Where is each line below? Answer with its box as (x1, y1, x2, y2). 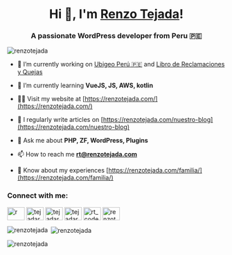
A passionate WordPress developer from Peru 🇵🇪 (30, 31, 202, 41)
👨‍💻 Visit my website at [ (17, 95, 85, 103)
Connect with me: (7, 191, 69, 200)
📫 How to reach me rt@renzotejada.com (17, 150, 137, 159)
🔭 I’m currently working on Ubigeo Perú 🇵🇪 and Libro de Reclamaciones (17, 60, 225, 69)
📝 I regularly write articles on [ (17, 116, 104, 124)
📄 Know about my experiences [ (17, 166, 109, 175)
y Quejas (17, 68, 43, 76)
